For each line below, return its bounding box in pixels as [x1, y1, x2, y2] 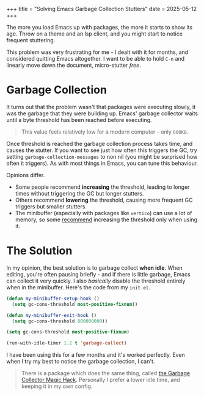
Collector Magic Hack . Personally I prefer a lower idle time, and [21, 376, 180, 384]
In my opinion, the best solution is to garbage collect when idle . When [6, 264, 183, 272]
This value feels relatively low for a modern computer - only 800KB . [21, 128, 189, 135]
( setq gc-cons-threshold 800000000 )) [12, 318, 108, 324]
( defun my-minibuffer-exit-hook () [6, 312, 97, 318]
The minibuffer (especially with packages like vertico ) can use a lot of [15, 209, 192, 216]
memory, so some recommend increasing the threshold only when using [15, 216, 197, 223]
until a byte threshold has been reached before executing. [6, 116, 152, 123]
